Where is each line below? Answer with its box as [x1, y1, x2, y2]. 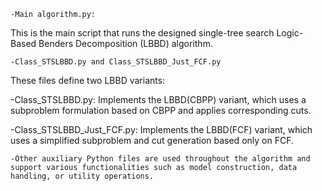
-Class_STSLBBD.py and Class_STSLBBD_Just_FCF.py [10, 57, 222, 67]
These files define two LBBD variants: [10, 75, 166, 86]
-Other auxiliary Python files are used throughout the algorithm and [10, 154, 311, 164]
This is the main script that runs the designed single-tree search [10, 27, 275, 39]
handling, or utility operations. [10, 171, 155, 181]
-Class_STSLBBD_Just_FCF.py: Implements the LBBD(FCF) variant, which [10, 124, 313, 135]
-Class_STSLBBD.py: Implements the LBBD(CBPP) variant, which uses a [10, 94, 307, 105]
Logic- [276, 27, 304, 39]
